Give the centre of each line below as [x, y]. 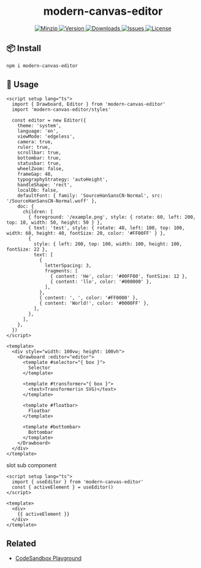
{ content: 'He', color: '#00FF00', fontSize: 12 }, [119, 276]
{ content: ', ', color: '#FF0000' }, [89, 298]
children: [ [38, 211]
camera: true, [35, 142]
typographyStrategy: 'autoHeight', [63, 179]
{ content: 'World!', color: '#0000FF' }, [94, 303]
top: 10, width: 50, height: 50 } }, [55, 223]
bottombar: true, [40, 158]
